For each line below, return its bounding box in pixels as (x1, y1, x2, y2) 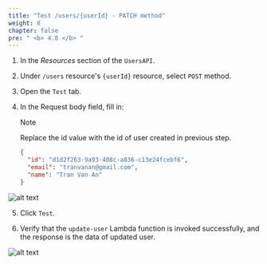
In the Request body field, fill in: (19, 102, 124, 112)
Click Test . (19, 208, 56, 218)
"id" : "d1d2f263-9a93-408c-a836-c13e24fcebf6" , (27, 156, 189, 164)
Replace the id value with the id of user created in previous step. (19, 133, 232, 143)
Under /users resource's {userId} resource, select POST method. (19, 71, 232, 81)
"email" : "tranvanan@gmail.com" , (27, 164, 139, 171)
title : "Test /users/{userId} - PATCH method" (8, 11, 166, 20)
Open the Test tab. (19, 87, 82, 97)
